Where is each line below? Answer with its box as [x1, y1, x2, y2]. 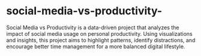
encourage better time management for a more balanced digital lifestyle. [6, 43, 185, 50]
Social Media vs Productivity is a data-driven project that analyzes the [6, 24, 179, 31]
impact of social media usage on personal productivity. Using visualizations [6, 30, 193, 37]
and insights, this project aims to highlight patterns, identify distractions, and [6, 36, 196, 43]
